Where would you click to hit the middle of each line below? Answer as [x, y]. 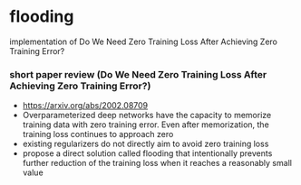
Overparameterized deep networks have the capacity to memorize [147, 116]
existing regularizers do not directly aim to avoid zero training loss [146, 144]
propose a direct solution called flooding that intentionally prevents [147, 153]
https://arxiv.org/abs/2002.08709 [85, 106]
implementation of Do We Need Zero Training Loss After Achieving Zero [144, 42]
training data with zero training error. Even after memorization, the [146, 125]
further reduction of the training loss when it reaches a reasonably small [157, 163]
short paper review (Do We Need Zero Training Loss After [138, 74]
